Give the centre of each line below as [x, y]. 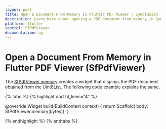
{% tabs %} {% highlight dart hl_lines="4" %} [51, 96]
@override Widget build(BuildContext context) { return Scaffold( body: [77, 106]
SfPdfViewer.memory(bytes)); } [37, 111]
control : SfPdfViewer [27, 28]
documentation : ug [24, 33]
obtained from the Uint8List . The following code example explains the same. [83, 87]
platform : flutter [24, 24]
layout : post [19, 10]
